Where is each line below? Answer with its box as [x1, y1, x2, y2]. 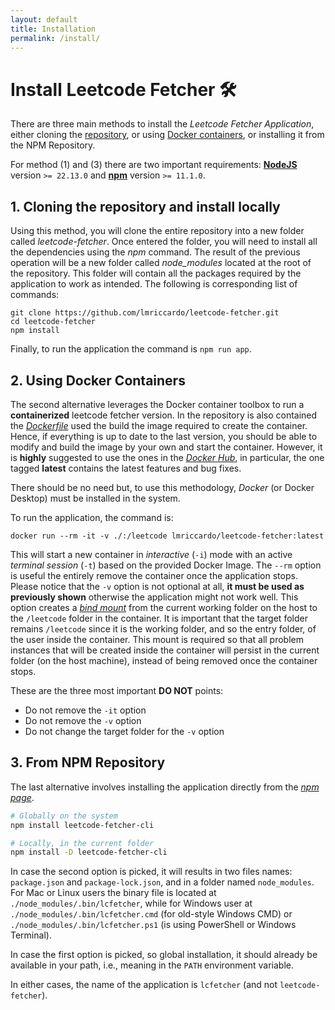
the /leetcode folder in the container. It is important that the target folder [10, 612, 308, 624]
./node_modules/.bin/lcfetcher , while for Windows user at [10, 897, 253, 910]
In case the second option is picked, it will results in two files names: [10, 866, 293, 878]
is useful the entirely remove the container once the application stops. [10, 569, 298, 581]
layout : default [10, 14, 78, 25]
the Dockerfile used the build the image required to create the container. [10, 419, 308, 431]
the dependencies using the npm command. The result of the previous [10, 246, 301, 258]
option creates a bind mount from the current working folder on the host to [10, 601, 318, 613]
